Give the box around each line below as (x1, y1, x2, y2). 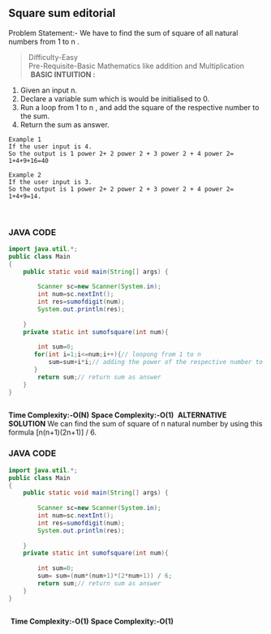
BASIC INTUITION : (30, 69, 96, 79)
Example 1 (8, 135, 42, 144)
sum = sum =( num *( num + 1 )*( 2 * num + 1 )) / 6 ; (37, 572, 173, 580)
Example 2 (8, 170, 42, 179)
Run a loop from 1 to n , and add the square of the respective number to (19, 102, 260, 112)
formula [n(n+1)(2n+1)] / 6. (8, 427, 97, 437)
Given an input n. (19, 85, 78, 95)
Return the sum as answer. (19, 119, 110, 129)
